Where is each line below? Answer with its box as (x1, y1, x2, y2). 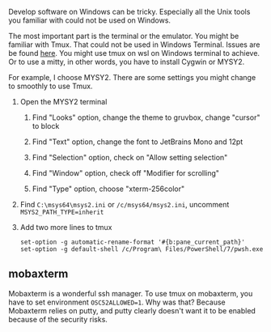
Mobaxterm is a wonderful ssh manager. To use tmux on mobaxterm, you (8, 288, 253, 298)
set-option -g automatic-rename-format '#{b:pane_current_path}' (19, 238, 245, 246)
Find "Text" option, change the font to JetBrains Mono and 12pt (32, 137, 243, 147)
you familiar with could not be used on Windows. (8, 15, 171, 25)
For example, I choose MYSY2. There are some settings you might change (8, 73, 256, 82)
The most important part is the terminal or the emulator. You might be (8, 32, 239, 40)
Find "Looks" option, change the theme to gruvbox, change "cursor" (32, 113, 260, 122)
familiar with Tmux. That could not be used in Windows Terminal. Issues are (8, 40, 260, 49)
